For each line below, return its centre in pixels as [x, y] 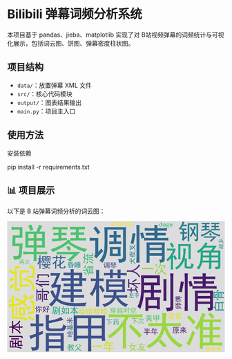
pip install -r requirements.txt [48, 167]
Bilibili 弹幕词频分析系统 [75, 14]
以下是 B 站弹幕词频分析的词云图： [56, 211]
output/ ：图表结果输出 [49, 102]
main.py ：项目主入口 [46, 111]
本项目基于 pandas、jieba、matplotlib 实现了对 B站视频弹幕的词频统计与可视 [116, 35]
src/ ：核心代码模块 [45, 93]
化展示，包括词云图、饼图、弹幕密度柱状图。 [71, 43]
